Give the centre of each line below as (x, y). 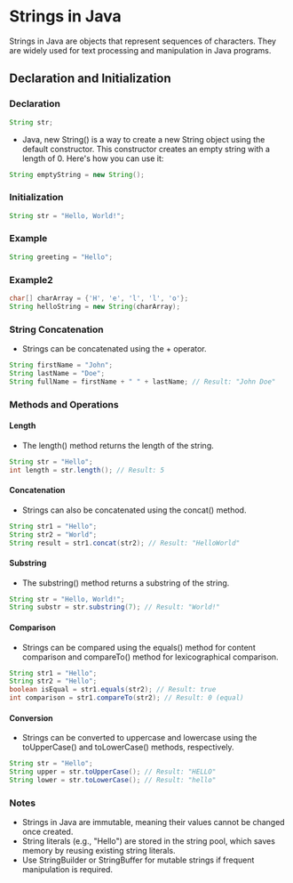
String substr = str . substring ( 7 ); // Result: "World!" (115, 607)
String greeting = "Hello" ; (61, 257)
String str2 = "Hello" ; (53, 681)
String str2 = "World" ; (53, 535)
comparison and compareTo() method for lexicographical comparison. (150, 657)
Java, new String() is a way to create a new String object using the (143, 139)
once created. (48, 832)
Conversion (31, 717)
